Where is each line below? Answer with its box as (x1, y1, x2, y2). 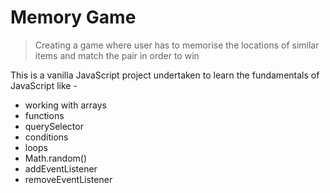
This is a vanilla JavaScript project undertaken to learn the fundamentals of (10, 69, 320, 81)
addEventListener (24, 162, 98, 175)
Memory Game (10, 6, 137, 29)
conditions (24, 131, 69, 143)
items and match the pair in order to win (34, 49, 200, 61)
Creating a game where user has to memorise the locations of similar (34, 39, 320, 51)
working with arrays (24, 99, 107, 111)
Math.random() (24, 152, 88, 164)
